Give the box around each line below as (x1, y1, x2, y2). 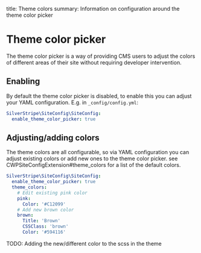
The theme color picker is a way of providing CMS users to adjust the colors (6, 52, 196, 60)
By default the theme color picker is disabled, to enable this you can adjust (6, 92, 192, 99)
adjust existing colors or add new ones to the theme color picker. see (6, 155, 178, 162)
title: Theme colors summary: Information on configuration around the (6, 5, 180, 12)
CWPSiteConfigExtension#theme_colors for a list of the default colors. (6, 161, 181, 169)
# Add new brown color (17, 207, 74, 213)
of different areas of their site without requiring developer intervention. (6, 58, 182, 66)
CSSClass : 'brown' (22, 223, 69, 230)
